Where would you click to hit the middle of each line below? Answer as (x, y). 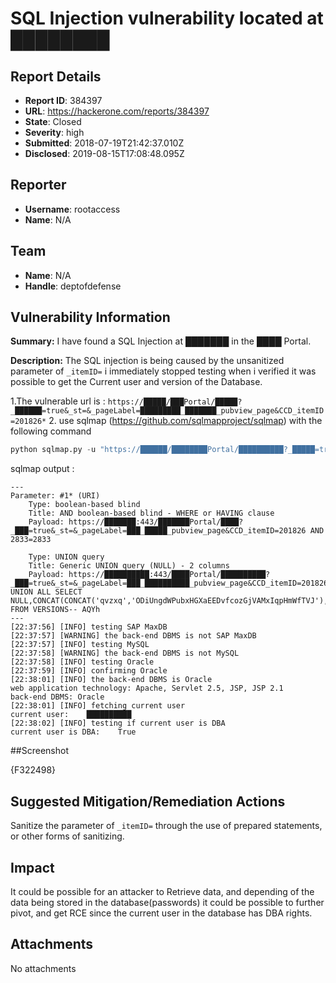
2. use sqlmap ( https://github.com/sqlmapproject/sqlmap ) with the (185, 421)
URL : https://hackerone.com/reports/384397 (117, 111)
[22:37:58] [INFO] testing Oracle (82, 662)
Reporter (38, 185)
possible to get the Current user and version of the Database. (136, 382)
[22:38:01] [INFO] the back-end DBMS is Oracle (111, 680)
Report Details (56, 76)
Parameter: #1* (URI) (55, 496)
